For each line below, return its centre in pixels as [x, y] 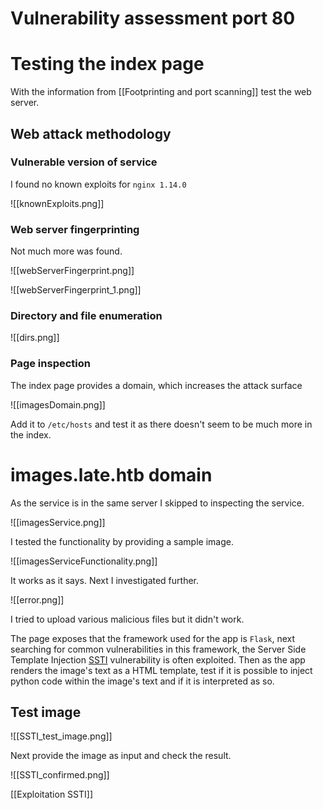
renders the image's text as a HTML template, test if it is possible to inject [161, 670]
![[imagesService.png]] [58, 522]
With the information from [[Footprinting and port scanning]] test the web [161, 92]
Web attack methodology [91, 133]
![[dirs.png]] [35, 338]
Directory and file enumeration [86, 316]
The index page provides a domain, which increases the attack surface [156, 385]
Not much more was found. [66, 251]
